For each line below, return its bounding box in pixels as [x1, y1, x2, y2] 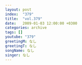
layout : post [5, 7, 32, 12]
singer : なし [5, 52, 30, 58]
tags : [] [5, 30, 23, 35]
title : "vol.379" [5, 16, 42, 21]
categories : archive [5, 25, 47, 30]
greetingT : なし [5, 43, 37, 48]
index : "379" [5, 12, 34, 17]
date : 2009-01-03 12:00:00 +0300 [5, 21, 78, 26]
